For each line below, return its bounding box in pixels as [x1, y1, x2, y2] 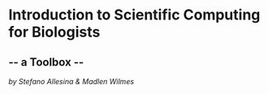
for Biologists [8, 23, 101, 41]
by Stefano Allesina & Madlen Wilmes [8, 77, 135, 86]
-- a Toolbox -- [8, 55, 84, 69]
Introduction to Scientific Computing [8, 6, 261, 24]
